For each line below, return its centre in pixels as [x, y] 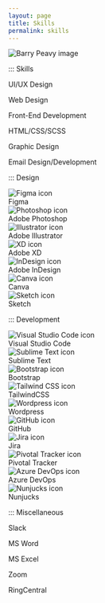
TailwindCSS [29, 395]
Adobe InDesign [35, 270]
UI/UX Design [31, 84]
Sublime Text [30, 361]
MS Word [23, 544]
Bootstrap [25, 378]
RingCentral [28, 590]
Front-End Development [47, 115]
